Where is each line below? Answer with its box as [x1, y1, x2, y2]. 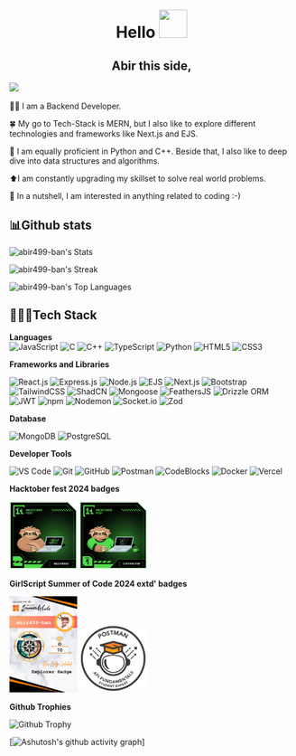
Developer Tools [9, 448, 72, 458]
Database [9, 412, 47, 424]
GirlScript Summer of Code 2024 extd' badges [9, 578, 188, 589]
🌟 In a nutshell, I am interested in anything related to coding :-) [9, 191, 241, 201]
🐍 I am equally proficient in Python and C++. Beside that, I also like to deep [9, 146, 287, 156]
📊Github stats [9, 218, 92, 233]
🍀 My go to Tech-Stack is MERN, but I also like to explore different [9, 118, 256, 128]
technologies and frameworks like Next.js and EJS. [9, 128, 199, 139]
